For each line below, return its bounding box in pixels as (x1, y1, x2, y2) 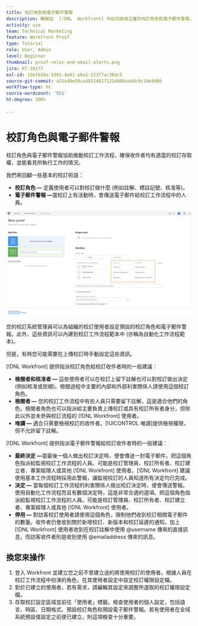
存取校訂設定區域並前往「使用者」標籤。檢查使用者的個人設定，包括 (14, 598, 180, 605)
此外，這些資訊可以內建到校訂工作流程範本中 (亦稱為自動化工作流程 (16, 330, 180, 337)
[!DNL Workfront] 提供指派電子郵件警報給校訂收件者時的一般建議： (6, 440, 168, 447)
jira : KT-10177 (6, 65, 44, 71)
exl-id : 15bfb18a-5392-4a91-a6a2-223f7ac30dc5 (6, 71, 123, 78)
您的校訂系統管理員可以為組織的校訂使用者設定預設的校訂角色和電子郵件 (6, 323, 181, 330)
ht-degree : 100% (6, 97, 46, 103)
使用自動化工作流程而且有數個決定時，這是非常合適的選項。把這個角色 (14, 489, 186, 496)
